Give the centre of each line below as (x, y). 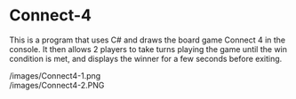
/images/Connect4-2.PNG (57, 85)
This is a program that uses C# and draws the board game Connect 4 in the (148, 40)
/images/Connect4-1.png (55, 75)
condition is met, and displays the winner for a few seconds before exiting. (146, 58)
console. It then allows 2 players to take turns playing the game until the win (148, 49)
